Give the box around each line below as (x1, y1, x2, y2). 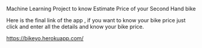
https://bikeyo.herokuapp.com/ (6, 35, 84, 41)
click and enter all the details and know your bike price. (6, 23, 144, 30)
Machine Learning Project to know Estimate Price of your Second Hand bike (6, 5, 196, 12)
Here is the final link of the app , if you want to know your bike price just (6, 17, 186, 23)
